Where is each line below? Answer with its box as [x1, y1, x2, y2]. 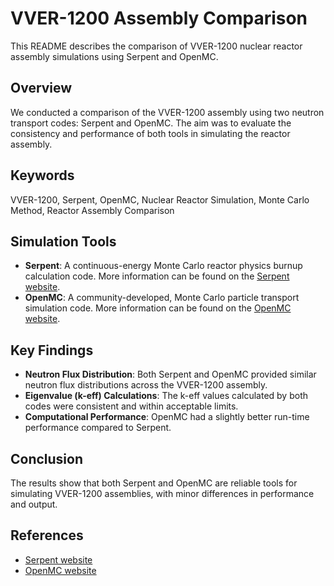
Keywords [10, 167, 75, 184]
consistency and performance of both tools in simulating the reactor [10, 127, 291, 139]
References [10, 527, 84, 544]
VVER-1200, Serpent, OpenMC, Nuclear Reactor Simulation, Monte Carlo [10, 193, 310, 206]
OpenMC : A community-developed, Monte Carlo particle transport [24, 292, 300, 304]
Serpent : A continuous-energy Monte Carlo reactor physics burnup [24, 260, 303, 272]
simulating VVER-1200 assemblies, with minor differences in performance [10, 488, 315, 499]
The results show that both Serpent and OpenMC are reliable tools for [10, 477, 298, 489]
